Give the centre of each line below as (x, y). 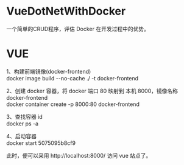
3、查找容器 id (24, 116)
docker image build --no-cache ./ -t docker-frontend (73, 78)
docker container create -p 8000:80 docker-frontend (73, 104)
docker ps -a (22, 124)
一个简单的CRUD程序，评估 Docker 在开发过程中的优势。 (78, 29)
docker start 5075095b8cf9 (41, 143)
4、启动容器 (22, 136)
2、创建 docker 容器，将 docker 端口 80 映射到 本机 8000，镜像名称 (92, 91)
